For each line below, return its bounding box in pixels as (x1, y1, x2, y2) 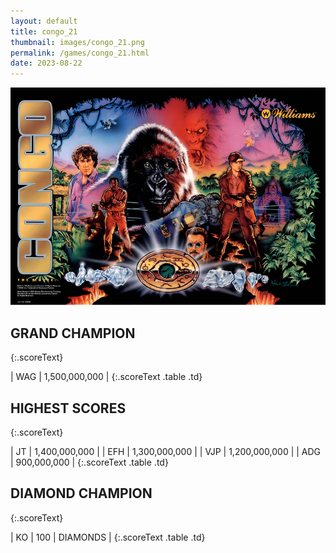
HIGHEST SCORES (10, 400, 127, 417)
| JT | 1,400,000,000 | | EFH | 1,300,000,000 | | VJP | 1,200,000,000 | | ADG (10, 446, 322, 457)
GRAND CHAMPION (10, 325, 136, 342)
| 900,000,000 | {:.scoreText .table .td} (10, 456, 169, 468)
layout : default (10, 16, 78, 26)
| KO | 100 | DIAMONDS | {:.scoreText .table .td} (10, 531, 206, 543)
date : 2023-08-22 (10, 58, 83, 69)
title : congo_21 (10, 26, 78, 37)
